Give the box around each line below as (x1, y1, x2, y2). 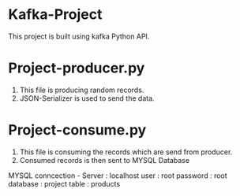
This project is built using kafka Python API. (8, 31, 150, 41)
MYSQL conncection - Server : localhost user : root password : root (8, 171, 227, 180)
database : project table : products (8, 179, 121, 188)
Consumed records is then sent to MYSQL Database (19, 155, 190, 165)
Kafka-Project (8, 6, 103, 24)
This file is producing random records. (19, 85, 144, 94)
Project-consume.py (8, 121, 147, 139)
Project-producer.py (8, 59, 145, 77)
